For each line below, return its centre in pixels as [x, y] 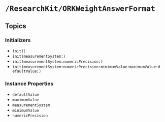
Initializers [18, 40]
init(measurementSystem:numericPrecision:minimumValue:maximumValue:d [86, 67]
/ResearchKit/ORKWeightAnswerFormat [80, 9]
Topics [16, 26]
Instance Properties [29, 83]
